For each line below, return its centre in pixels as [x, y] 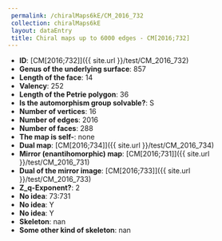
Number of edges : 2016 [59, 120]
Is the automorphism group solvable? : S [87, 103]
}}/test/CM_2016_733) [55, 180]
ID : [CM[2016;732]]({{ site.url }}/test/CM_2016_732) [104, 61]
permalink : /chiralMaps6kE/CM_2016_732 [77, 16]
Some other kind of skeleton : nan [75, 230]
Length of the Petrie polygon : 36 [74, 95]
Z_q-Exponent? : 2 [50, 188]
